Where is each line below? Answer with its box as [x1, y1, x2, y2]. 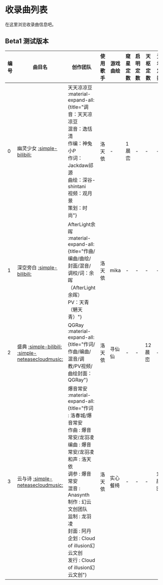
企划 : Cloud [67, 535, 96, 542]
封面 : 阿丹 [67, 528, 92, 534]
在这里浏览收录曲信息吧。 [5, 21, 56, 27]
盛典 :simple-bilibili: [17, 343, 62, 350]
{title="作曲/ [67, 248, 96, 255]
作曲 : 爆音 [67, 426, 92, 433]
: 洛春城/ [67, 412, 87, 419]
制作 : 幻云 [67, 498, 92, 505]
